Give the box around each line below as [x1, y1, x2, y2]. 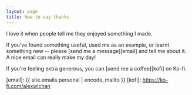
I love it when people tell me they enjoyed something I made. [6, 30, 153, 37]
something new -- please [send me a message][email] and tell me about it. [6, 47, 187, 54]
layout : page [6, 8, 38, 15]
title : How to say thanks [6, 14, 69, 20]
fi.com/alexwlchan [6, 82, 51, 89]
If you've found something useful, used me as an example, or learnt [6, 41, 170, 48]
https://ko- [142, 76, 169, 83]
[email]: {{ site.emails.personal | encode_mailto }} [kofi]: [6, 76, 142, 83]
